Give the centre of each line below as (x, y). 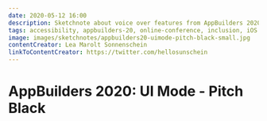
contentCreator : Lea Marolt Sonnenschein (78, 45)
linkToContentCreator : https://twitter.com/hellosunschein (108, 52)
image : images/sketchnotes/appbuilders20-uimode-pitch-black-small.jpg (129, 38)
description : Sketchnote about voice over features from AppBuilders (126, 23)
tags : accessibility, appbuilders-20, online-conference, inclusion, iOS (133, 30)
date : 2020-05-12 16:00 (48, 15)
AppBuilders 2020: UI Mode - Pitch (126, 91)
